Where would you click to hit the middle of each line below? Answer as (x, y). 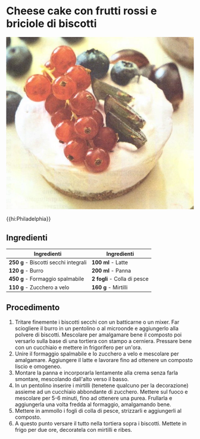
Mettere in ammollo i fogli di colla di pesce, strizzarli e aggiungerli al (98, 410)
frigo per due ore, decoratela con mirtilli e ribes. (74, 429)
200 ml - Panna (111, 271)
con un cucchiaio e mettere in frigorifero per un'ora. (78, 347)
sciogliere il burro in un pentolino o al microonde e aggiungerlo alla (96, 328)
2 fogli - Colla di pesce (120, 279)
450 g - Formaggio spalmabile (46, 279)
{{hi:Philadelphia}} (29, 219)
